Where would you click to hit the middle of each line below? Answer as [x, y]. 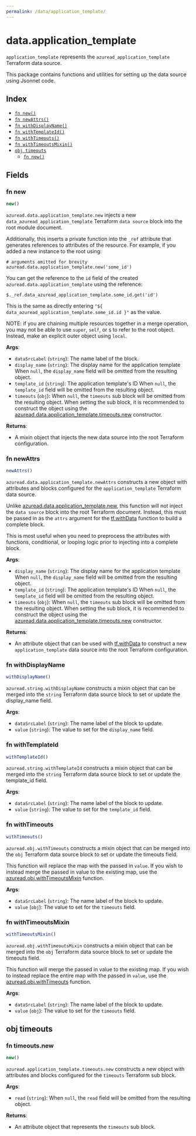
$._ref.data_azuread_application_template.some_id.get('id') [82, 295]
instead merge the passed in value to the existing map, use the [82, 872]
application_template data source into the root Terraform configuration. [102, 650]
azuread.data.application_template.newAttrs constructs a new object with [97, 482]
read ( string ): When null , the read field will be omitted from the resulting [102, 1098]
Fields [18, 175]
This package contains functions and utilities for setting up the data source [96, 74]
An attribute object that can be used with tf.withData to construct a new [101, 644]
